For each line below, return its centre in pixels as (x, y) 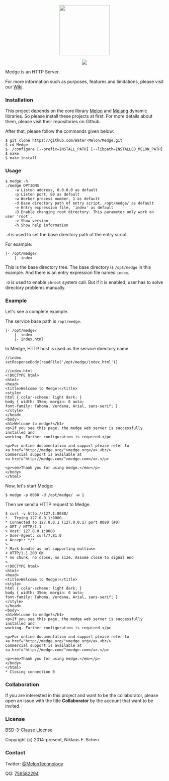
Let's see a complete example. (37, 311)
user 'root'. (19, 216)
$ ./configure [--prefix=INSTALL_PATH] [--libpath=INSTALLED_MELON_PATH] (84, 149)
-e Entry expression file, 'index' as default (64, 208)
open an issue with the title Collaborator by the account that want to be (79, 701)
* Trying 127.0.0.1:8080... (37, 518)
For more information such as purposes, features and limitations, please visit (84, 81)
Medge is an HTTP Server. (33, 72)
